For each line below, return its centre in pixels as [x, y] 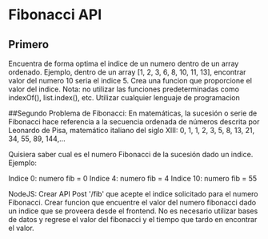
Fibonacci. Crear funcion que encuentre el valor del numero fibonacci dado [132, 203]
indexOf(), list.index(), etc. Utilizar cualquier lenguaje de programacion [124, 97]
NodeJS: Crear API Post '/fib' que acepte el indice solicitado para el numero [133, 194]
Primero [29, 45]
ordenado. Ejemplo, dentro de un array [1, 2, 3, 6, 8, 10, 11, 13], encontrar [127, 72]
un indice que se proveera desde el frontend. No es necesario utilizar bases [133, 211]
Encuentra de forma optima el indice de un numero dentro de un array [124, 63]
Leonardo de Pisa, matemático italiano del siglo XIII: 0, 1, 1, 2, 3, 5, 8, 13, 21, [132, 130]
